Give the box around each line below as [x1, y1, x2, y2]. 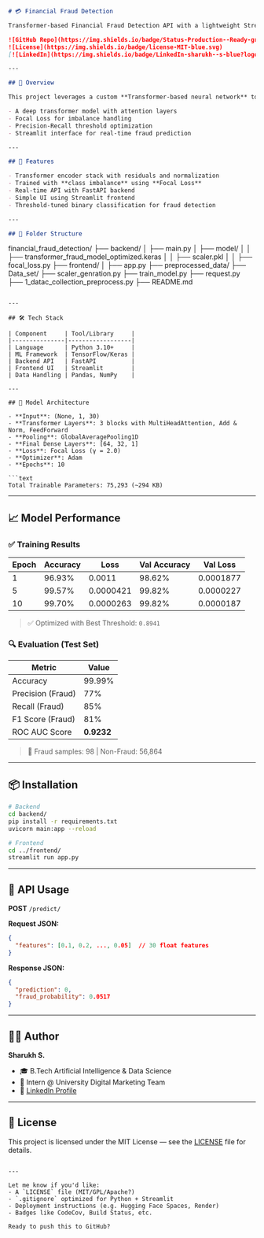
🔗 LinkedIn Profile [19, 1086, 77, 1095]
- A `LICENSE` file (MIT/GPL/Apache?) [8, 1188, 135, 1196]
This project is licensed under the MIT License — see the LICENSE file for [8, 1136, 246, 1146]
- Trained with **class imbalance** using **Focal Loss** [8, 180, 202, 187]
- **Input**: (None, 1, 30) [8, 413, 101, 421]
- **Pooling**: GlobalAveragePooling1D [8, 433, 139, 441]
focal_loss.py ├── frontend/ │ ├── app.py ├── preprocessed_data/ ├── [8, 261, 246, 270]
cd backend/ [8, 810, 47, 818]
